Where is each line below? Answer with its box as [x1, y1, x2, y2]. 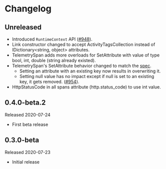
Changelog [5, 3, 52, 14]
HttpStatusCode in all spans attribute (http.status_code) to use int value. [12, 84, 161, 90]
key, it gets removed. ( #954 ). [19, 78, 80, 84]
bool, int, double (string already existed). [12, 57, 96, 63]
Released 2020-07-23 [5, 149, 51, 155]
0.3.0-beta [5, 136, 40, 144]
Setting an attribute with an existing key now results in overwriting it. [19, 68, 161, 74]
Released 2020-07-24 [5, 111, 51, 117]
